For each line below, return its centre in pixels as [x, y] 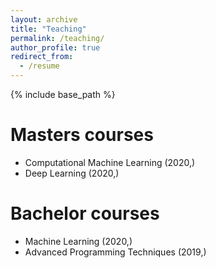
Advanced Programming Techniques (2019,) [115, 252]
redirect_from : [42, 57]
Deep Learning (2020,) [72, 173]
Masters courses [82, 135]
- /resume [39, 66]
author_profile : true [55, 47]
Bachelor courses [85, 213]
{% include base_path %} [63, 94]
